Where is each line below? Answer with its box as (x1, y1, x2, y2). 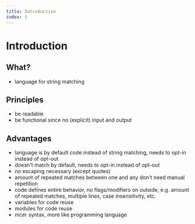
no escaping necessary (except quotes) (14, 168, 111, 175)
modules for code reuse (14, 205, 73, 212)
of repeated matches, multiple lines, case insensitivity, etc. (14, 192, 156, 199)
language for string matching (14, 78, 85, 85)
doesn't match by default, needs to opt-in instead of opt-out (14, 161, 160, 168)
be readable (14, 111, 44, 118)
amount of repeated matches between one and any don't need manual (14, 174, 185, 181)
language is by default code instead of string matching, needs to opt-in (14, 149, 186, 156)
